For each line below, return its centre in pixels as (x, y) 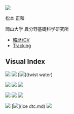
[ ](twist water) (35, 75)
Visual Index (25, 62)
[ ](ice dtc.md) (28, 106)
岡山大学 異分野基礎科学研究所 (37, 29)
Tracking (22, 45)
